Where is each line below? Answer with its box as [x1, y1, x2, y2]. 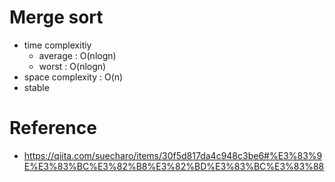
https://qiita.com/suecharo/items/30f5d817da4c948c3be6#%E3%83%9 [23, 149, 323, 161]
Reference [9, 117, 97, 140]
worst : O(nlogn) [38, 60, 107, 72]
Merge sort [9, 6, 104, 29]
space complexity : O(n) [23, 71, 124, 83]
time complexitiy [23, 39, 92, 51]
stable [23, 81, 50, 93]
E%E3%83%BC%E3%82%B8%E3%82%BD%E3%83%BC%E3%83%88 [23, 160, 325, 172]
